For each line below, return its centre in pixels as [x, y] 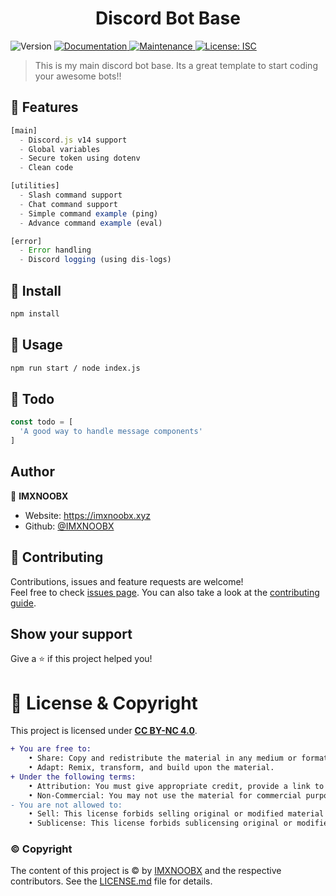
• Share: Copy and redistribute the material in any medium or [163, 758]
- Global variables [60, 149]
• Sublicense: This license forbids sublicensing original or [160, 823]
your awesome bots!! [78, 76]
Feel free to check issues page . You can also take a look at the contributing [165, 592]
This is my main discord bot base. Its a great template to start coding [176, 65]
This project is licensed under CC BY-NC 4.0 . [104, 731]
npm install [35, 313]
